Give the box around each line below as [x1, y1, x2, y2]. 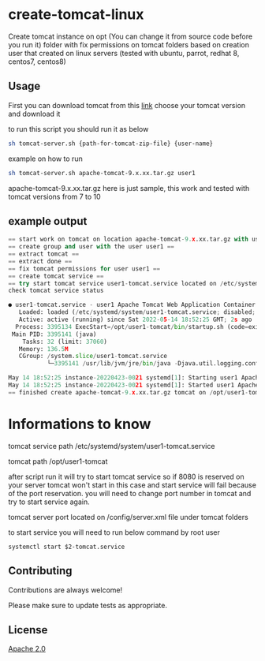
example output [8, 215, 88, 228]
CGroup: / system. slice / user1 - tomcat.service [18, 353, 168, 360]
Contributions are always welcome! [8, 585, 123, 595]
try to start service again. [8, 497, 90, 506]
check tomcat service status [8, 286, 104, 295]
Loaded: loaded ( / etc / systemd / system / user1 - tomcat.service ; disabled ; [18, 308, 256, 316]
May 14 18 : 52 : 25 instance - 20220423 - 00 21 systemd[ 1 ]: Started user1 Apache [8, 381, 259, 390]
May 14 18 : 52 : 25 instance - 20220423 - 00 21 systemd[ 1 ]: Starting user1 [8, 374, 238, 382]
